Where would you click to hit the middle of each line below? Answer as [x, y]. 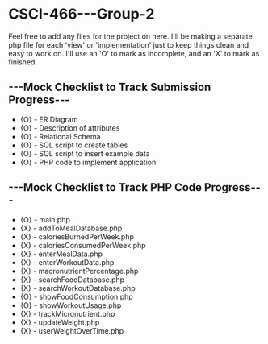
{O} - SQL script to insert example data [85, 153]
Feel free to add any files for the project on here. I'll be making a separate [130, 36]
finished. [23, 62]
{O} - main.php [45, 219]
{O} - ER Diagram [49, 119]
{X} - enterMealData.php [61, 254]
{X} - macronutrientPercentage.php [79, 271]
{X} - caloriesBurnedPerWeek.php [77, 236]
